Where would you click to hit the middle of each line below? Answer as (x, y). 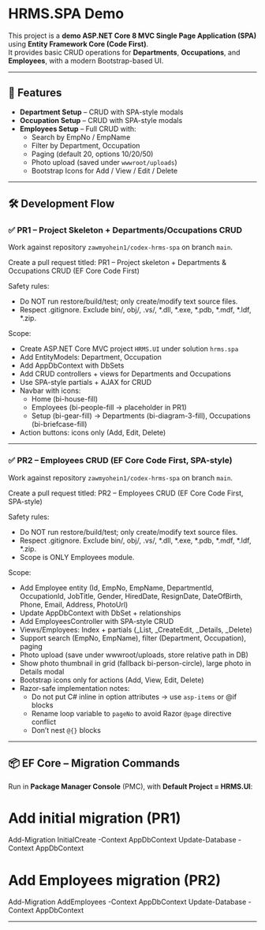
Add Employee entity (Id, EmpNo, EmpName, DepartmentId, (117, 588)
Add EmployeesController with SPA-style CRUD (97, 621)
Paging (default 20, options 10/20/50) (92, 154)
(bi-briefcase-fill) (59, 424)
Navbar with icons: (50, 390)
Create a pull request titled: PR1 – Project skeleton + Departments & (118, 263)
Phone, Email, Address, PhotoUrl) (74, 604)
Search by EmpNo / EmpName (81, 137)
